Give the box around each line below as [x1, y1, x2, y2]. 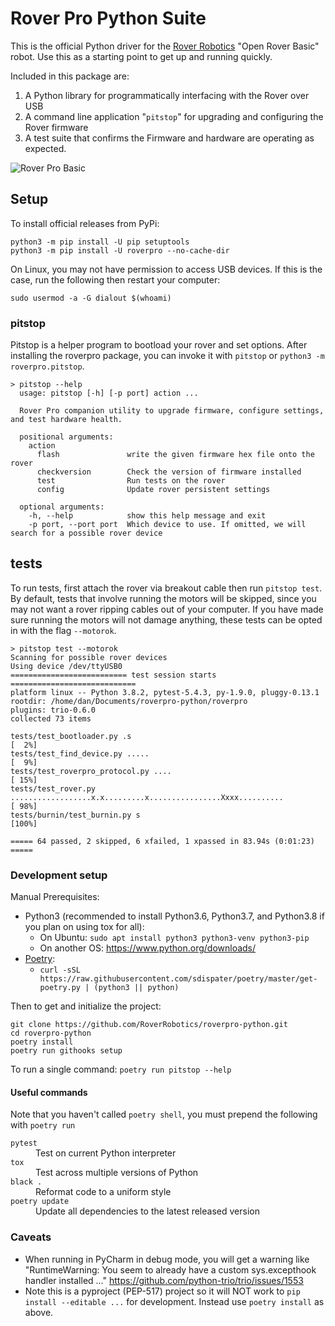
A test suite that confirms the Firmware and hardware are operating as [24, 132, 315, 144]
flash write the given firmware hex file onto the [36, 450, 315, 460]
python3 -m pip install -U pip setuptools [10, 237, 190, 247]
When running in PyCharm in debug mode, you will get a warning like [24, 1253, 310, 1265]
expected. [24, 142, 67, 154]
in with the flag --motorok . [10, 624, 117, 636]
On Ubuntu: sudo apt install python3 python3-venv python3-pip [39, 932, 310, 944]
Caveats [10, 1230, 52, 1244]
